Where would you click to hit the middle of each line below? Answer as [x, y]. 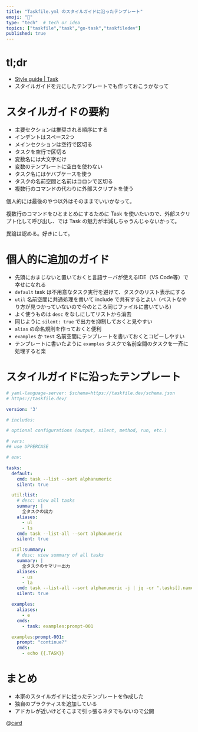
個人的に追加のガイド [58, 260]
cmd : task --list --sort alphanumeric [64, 479]
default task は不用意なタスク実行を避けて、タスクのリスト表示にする [100, 292]
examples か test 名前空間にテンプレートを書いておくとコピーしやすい [100, 336]
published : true [26, 34]
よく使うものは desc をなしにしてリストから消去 [73, 314]
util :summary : [29, 550]
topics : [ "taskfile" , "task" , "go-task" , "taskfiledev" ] [74, 28]
